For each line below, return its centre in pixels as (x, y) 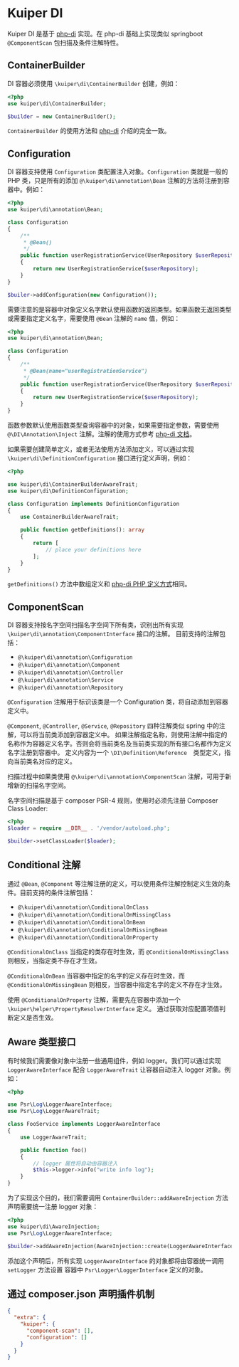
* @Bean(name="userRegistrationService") (85, 371)
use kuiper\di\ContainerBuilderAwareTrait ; (73, 484)
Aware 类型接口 (42, 1042)
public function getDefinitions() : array (82, 530)
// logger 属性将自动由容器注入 (75, 1163)
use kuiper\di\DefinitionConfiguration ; (68, 491)
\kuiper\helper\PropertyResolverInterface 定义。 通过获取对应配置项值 (113, 1008)
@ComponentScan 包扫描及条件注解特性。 (65, 42)
